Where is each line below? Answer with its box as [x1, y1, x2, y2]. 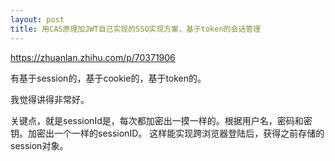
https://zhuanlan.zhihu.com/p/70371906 [10, 51, 176, 63]
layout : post [10, 14, 65, 25]
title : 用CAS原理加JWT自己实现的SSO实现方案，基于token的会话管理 [10, 24, 262, 34]
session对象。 [10, 139, 69, 151]
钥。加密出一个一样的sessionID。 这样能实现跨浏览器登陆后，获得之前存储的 [10, 127, 325, 139]
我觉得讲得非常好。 [10, 93, 90, 105]
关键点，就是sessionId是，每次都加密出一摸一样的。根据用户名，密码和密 [10, 114, 313, 126]
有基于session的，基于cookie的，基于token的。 [10, 72, 207, 84]
